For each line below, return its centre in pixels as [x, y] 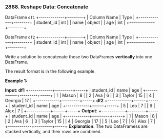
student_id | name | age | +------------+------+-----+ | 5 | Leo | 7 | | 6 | [83, 106]
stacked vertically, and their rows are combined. [53, 132]
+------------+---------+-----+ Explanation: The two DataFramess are [76, 126]
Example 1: [16, 81]
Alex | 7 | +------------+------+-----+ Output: [51, 111]
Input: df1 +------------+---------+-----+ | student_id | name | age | [74, 90]
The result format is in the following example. [51, 71]
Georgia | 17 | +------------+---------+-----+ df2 [54, 101]
